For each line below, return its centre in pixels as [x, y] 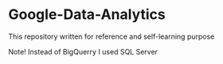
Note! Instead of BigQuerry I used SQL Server [83, 51]
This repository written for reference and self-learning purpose [111, 36]
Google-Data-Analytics [87, 15]
